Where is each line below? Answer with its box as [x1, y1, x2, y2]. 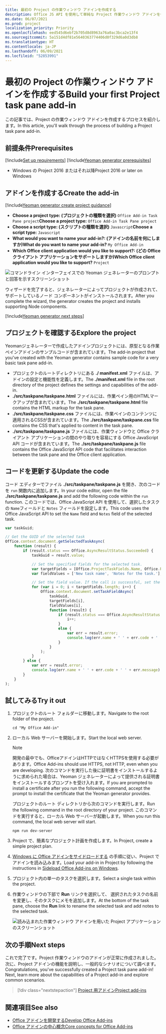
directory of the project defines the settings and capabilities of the [12, 382, 147, 388]
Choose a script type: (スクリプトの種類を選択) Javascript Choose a [12, 224, 153, 230]
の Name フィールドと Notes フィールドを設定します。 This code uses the [5, 505, 149, 511]
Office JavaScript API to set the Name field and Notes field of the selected [5, 511, 152, 517]
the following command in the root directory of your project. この [12, 807, 144, 813]
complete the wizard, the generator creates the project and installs [5, 298, 141, 304]
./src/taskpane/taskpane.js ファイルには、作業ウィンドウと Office [12, 428, 150, 434]
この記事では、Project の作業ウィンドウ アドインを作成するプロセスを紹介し [5, 116, 161, 122]
